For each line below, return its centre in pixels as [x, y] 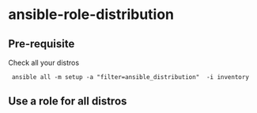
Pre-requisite [42, 44]
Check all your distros [44, 62]
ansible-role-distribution [91, 15]
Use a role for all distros [68, 102]
